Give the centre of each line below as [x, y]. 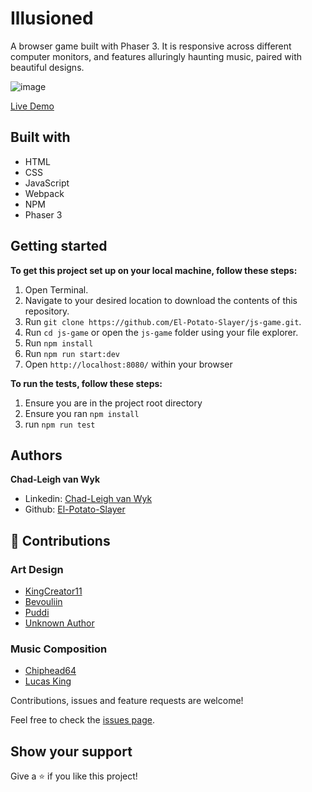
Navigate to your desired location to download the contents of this [161, 300]
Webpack [44, 193]
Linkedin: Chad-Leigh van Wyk [88, 499]
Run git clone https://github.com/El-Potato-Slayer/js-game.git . [163, 321]
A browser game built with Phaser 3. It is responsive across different [151, 46]
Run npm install [59, 343]
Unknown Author [59, 623]
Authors [36, 455]
